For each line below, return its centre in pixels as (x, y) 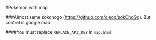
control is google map (28, 23)
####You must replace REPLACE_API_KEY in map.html (59, 32)
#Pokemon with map (26, 7)
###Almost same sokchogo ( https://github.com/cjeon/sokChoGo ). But (78, 17)
